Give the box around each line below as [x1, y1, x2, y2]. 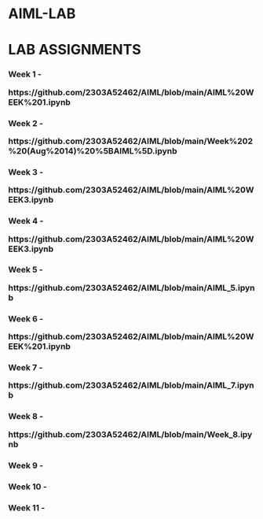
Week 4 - [8, 216, 44, 227]
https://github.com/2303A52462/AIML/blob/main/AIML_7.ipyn [8, 380, 254, 391]
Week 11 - [8, 502, 46, 513]
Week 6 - [8, 313, 44, 324]
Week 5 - [8, 265, 43, 276]
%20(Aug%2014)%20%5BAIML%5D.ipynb [8, 145, 178, 156]
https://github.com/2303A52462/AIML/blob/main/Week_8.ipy [8, 428, 253, 439]
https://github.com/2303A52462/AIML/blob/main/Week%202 [8, 135, 254, 146]
